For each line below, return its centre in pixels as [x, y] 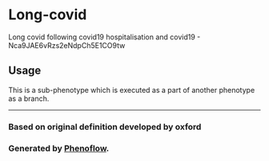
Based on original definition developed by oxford [105, 127]
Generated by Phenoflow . [59, 148]
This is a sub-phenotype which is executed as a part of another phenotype [132, 90]
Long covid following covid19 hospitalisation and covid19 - [104, 37]
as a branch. [29, 99]
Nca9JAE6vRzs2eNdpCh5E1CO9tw [67, 45]
